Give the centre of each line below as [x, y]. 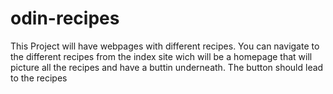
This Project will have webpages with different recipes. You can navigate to [165, 46]
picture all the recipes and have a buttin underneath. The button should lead [167, 67]
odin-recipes [65, 18]
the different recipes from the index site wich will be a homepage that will [161, 56]
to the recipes [39, 78]
